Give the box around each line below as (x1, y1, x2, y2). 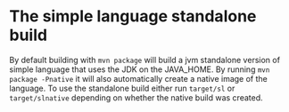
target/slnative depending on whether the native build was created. (9, 92, 263, 103)
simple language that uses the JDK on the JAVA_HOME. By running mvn (9, 64, 270, 75)
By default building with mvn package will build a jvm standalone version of (9, 54, 281, 65)
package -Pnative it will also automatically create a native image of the (9, 73, 268, 84)
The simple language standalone (9, 6, 257, 27)
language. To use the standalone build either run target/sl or (9, 83, 235, 93)
